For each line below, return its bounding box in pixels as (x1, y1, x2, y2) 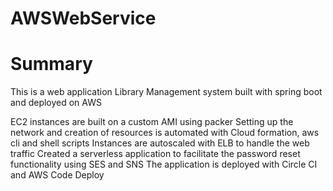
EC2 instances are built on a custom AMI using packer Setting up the (10, 116, 294, 128)
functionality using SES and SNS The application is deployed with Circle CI (10, 158, 318, 171)
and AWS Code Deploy (10, 169, 105, 181)
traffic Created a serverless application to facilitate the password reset (10, 148, 301, 160)
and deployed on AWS (10, 97, 102, 109)
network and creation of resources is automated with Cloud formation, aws (10, 127, 320, 139)
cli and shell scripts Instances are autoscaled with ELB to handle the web (10, 137, 310, 149)
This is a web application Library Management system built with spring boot (10, 86, 323, 98)
